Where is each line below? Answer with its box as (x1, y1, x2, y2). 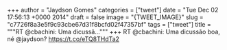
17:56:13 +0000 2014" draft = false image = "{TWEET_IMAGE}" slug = (7, 13, 204, 21)
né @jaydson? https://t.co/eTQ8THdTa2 (7, 35, 120, 43)
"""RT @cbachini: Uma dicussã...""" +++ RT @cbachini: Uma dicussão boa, (7, 27, 221, 36)
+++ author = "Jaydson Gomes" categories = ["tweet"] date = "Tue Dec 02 (7, 6, 219, 14)
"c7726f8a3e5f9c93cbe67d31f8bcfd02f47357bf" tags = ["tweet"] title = (7, 21, 211, 28)
